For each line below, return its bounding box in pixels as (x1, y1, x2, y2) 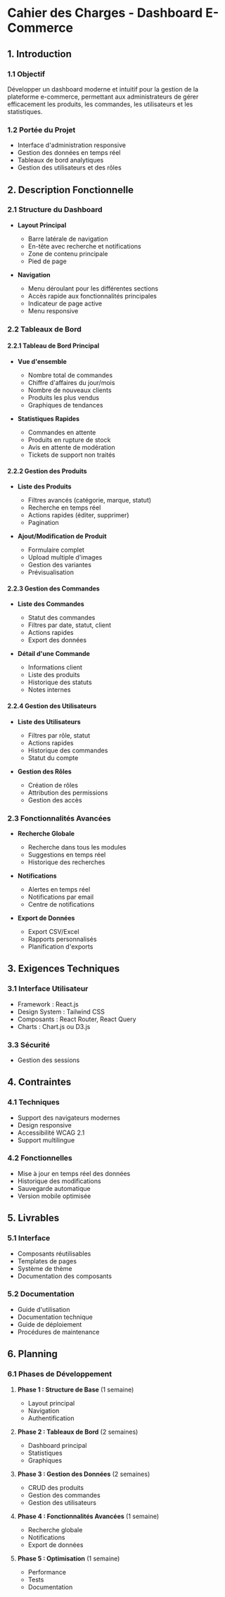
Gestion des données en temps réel (17, 149, 121, 157)
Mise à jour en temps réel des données (17, 1169, 131, 1178)
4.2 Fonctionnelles (7, 1153, 72, 1163)
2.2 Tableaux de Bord (7, 324, 82, 334)
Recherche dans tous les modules (27, 842, 127, 851)
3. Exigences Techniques (7, 963, 120, 975)
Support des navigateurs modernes (17, 1113, 121, 1122)
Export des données (27, 636, 86, 645)
